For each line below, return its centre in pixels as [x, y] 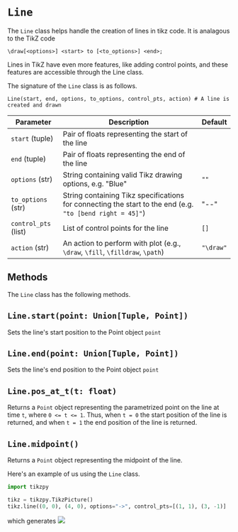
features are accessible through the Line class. [75, 72]
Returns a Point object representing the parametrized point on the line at [113, 408]
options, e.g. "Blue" [95, 183]
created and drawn [34, 105]
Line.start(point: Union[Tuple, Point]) [98, 316]
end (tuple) [29, 158]
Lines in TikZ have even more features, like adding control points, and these [118, 64]
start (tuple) [32, 139]
